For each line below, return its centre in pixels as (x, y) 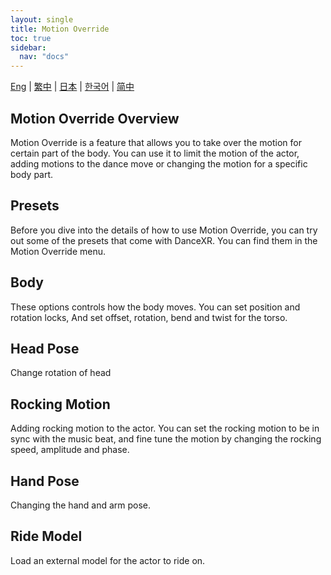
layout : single (42, 19)
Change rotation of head (61, 373)
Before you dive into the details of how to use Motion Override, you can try (164, 230)
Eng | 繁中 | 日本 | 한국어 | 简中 (72, 87)
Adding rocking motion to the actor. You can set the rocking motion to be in (165, 428)
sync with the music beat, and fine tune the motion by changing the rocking (166, 439)
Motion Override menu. (58, 251)
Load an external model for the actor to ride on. (108, 560)
